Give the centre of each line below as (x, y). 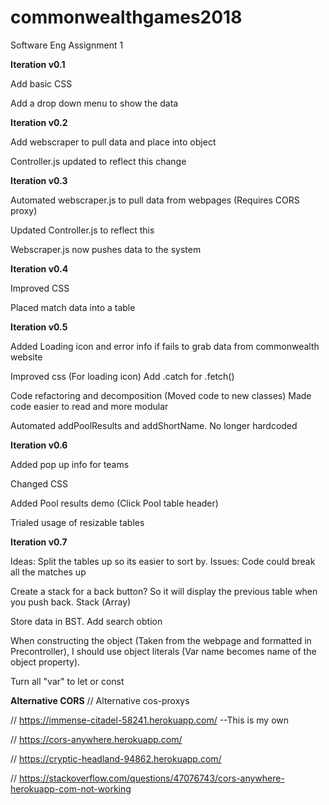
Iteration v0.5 (39, 327)
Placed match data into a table (73, 307)
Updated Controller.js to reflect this (82, 230)
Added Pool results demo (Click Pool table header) (114, 503)
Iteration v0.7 (39, 542)
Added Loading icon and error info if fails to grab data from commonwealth (165, 346)
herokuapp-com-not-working (71, 788)
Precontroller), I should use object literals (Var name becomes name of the (163, 651)
